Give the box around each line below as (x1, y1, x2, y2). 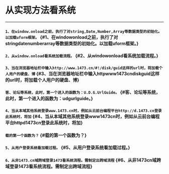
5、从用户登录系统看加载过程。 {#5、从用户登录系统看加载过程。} (5, 144, 130, 151)
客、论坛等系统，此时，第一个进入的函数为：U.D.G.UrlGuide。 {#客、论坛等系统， (5, 89, 160, 96)
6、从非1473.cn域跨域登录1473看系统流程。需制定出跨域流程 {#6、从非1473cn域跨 (5, 157, 161, 163)
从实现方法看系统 (5, 5, 76, 16)
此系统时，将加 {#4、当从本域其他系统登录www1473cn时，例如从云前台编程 (5, 113, 160, 119)
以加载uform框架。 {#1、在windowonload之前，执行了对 (5, 34, 118, 40)
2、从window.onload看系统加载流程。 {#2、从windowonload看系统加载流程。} (5, 53, 158, 59)
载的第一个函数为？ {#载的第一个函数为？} (5, 132, 87, 138)
